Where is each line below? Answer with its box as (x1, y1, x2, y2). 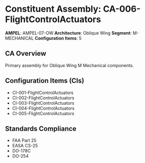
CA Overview (5, 49, 47, 58)
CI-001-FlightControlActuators (12, 90, 73, 95)
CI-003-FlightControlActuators (12, 100, 74, 106)
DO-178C (12, 148, 31, 154)
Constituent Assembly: (5, 3, 101, 15)
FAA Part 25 (12, 138, 37, 143)
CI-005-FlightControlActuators (12, 110, 74, 116)
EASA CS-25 (12, 143, 38, 149)
